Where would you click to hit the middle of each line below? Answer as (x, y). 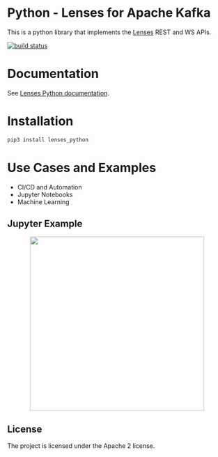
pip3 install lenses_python (48, 140)
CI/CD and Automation (49, 187)
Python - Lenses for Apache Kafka (109, 13)
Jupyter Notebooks (45, 194)
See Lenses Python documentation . (59, 93)
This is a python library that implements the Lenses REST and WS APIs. (109, 32)
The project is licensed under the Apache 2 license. (81, 446)
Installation (40, 122)
